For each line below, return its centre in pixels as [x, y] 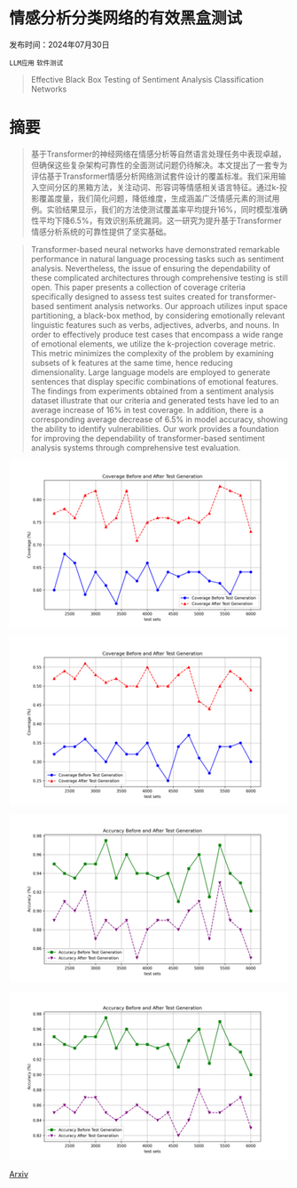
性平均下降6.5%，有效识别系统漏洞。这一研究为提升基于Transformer [156, 220]
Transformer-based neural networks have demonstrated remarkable [156, 249]
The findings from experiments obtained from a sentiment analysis [152, 391]
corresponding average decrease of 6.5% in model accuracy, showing [159, 419]
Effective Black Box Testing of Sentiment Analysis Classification [147, 79]
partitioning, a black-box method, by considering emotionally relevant [158, 315]
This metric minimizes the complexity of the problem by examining [152, 353]
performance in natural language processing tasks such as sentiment [157, 259]
